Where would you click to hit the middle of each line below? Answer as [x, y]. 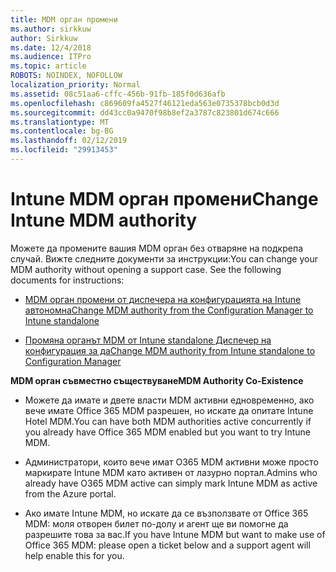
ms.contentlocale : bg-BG [62, 131]
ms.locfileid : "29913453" [64, 150]
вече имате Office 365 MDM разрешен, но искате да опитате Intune [169, 410]
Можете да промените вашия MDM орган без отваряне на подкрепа [156, 248]
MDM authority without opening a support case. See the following [146, 269]
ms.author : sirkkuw [51, 29]
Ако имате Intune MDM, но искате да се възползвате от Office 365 [166, 513]
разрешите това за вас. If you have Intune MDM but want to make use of [175, 534]
